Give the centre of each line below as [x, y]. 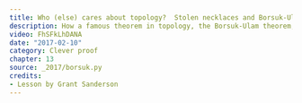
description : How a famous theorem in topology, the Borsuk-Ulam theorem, [152, 26]
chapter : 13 [31, 59]
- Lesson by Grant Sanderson [64, 84]
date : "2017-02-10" [46, 43]
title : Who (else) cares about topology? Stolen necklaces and [132, 17]
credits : [26, 76]
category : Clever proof [54, 51]
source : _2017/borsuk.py [56, 68]
